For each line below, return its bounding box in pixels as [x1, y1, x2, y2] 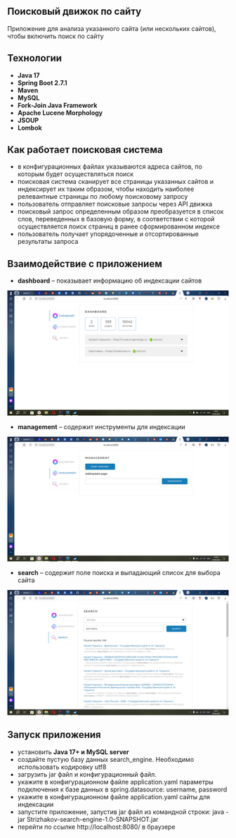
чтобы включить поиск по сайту [7, 32, 104, 40]
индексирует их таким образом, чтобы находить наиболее [17, 185, 195, 193]
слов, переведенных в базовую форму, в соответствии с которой [17, 215, 215, 223]
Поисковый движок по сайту [7, 6, 142, 18]
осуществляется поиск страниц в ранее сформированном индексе [17, 222, 220, 231]
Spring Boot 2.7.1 [17, 78, 68, 87]
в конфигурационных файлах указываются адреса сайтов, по [17, 162, 202, 171]
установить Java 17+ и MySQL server [17, 747, 130, 756]
